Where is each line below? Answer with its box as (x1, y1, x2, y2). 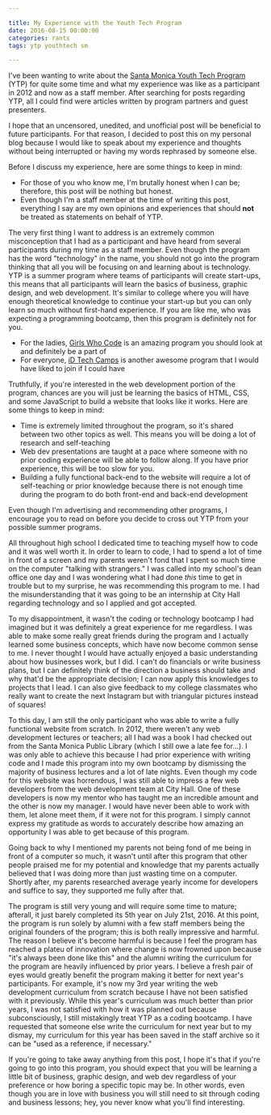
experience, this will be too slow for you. (19, 464, 155, 474)
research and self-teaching (19, 438, 110, 448)
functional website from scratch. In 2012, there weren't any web (8, 724, 220, 734)
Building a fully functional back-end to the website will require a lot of (19, 472, 252, 482)
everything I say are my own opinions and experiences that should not (19, 204, 254, 213)
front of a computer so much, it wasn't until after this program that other (8, 851, 248, 861)
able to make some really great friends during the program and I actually (8, 631, 248, 641)
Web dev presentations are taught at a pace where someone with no (19, 446, 248, 457)
